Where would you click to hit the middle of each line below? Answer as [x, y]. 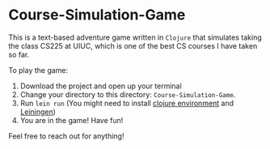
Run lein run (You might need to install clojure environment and [127, 103]
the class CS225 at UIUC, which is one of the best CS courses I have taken [133, 45]
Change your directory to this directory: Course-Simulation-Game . [128, 94]
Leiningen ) [38, 112]
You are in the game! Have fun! [72, 120]
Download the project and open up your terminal [101, 86]
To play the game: [38, 70]
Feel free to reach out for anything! [66, 136]
